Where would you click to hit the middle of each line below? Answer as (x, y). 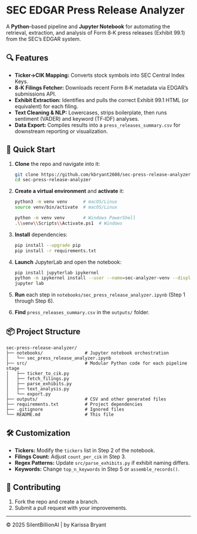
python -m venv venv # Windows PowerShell (75, 218)
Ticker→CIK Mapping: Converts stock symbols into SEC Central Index (99, 75)
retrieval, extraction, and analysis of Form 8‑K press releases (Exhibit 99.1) (96, 32)
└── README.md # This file (60, 414)
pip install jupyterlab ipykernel (57, 273)
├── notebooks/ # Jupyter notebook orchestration (87, 353)
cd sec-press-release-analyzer (53, 180)
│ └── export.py (28, 394)
